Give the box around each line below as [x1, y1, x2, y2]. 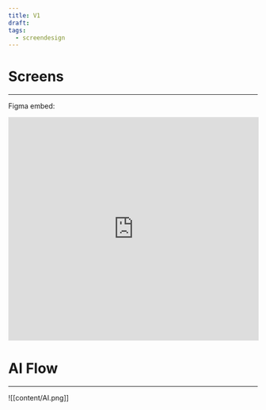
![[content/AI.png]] [8, 393, 70, 403]
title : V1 [8, 11, 41, 20]
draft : [8, 19, 30, 27]
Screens [8, 68, 64, 85]
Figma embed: [8, 101, 55, 111]
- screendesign [15, 33, 66, 42]
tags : [8, 26, 26, 34]
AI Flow [8, 359, 59, 378]
